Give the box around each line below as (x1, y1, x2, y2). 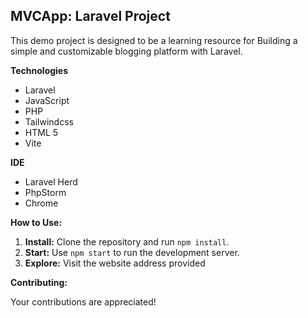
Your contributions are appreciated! (10, 295, 157, 308)
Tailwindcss (24, 115, 74, 128)
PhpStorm (24, 186, 67, 198)
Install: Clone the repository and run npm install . (24, 235, 230, 248)
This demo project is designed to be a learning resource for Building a (10, 34, 298, 46)
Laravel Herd (24, 175, 78, 188)
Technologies (10, 64, 69, 76)
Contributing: (10, 276, 68, 288)
